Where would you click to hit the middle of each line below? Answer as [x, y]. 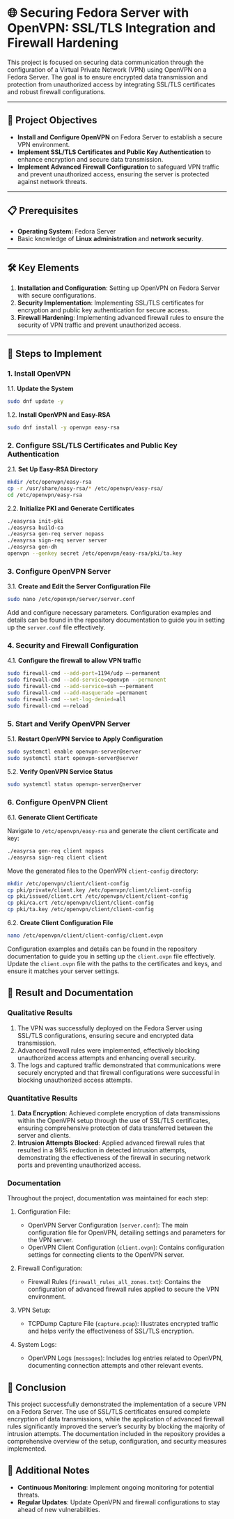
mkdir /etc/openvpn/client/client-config [68, 883]
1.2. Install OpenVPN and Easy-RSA [59, 414]
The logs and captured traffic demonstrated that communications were [119, 1065]
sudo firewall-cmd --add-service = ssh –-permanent [81, 687]
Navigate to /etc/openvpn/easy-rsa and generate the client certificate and [113, 830]
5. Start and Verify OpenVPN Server [69, 724]
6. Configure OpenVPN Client [57, 802]
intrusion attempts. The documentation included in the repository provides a [116, 1434]
